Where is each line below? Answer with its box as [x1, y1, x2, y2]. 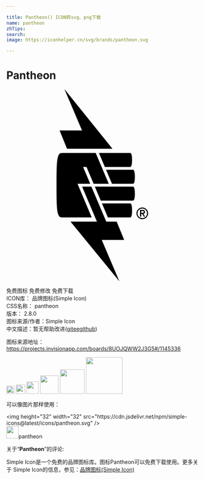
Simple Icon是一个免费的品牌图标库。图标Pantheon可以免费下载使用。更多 [6, 458, 193, 466]
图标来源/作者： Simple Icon [6, 318, 76, 325]
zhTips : [6, 26, 26, 32]
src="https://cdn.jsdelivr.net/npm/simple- [83, 413, 188, 420]
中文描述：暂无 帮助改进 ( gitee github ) [6, 325, 97, 333]
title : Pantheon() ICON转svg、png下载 [6, 14, 102, 20]
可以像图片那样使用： [6, 401, 60, 408]
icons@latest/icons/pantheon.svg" [6, 419, 93, 427]
